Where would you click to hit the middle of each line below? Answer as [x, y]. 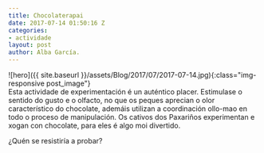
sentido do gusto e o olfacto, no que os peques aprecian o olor [112, 100]
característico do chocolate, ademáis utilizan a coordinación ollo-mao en [128, 109]
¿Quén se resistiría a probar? [55, 141]
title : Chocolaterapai [46, 15]
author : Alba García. [44, 52]
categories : [28, 30]
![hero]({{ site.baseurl [44, 75]
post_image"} [69, 83]
